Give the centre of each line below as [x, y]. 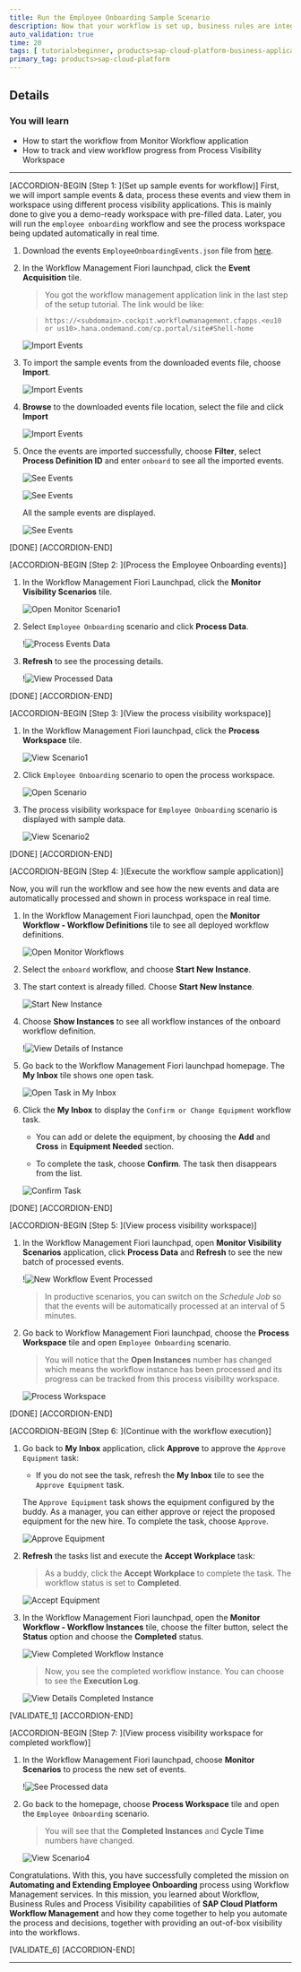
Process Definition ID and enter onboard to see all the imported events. [153, 460]
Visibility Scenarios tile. [67, 592]
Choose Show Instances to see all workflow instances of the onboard [151, 1021]
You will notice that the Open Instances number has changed [158, 1360]
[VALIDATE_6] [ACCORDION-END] [73, 1950]
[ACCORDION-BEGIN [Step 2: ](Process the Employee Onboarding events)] [148, 565]
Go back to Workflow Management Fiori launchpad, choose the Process [155, 1333]
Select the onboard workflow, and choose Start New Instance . [137, 969]
